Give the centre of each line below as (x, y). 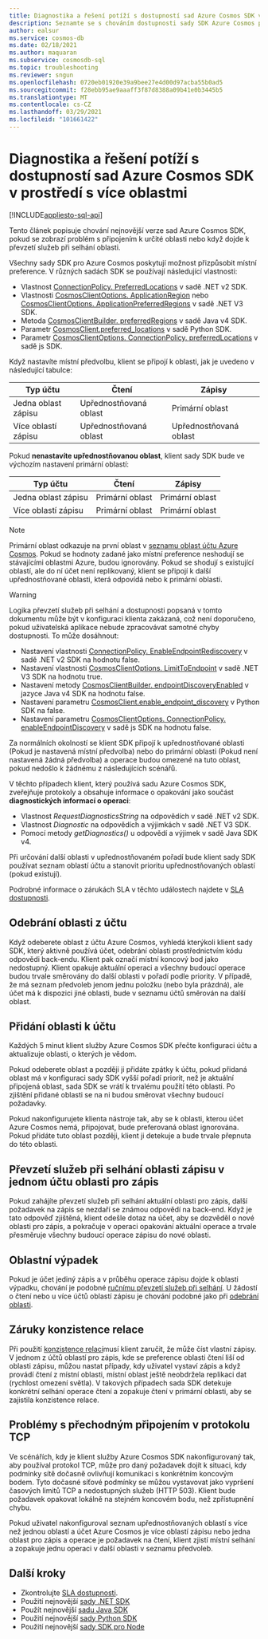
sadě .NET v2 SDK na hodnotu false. (80, 660)
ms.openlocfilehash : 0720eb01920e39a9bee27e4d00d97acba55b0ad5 (116, 82)
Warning (23, 594)
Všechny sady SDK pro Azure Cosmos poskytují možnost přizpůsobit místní (133, 262)
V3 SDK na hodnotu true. (61, 676)
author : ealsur (34, 30)
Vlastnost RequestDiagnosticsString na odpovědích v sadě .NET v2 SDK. (140, 816)
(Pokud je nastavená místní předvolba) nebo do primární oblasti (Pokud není (133, 751)
